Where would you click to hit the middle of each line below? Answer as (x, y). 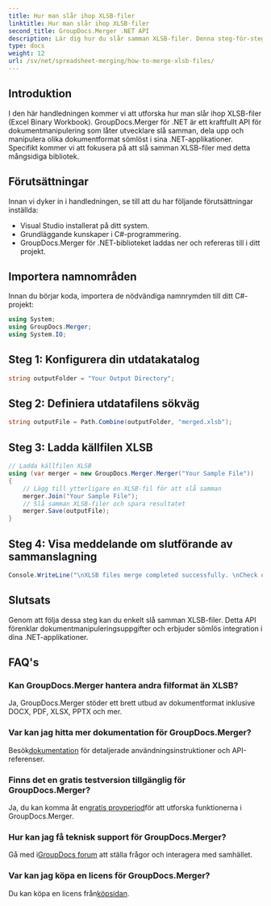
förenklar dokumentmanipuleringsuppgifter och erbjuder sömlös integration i (135, 629)
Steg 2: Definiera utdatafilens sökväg (104, 404)
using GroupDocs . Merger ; (50, 327)
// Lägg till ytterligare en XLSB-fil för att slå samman (122, 489)
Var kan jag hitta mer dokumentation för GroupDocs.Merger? (130, 733)
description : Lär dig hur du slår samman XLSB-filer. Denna (112, 38)
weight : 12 (27, 53)
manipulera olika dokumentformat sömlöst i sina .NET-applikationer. (121, 139)
